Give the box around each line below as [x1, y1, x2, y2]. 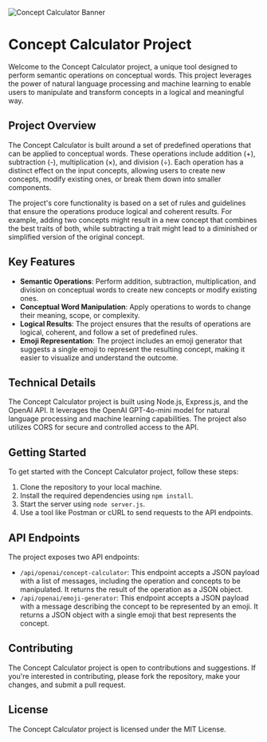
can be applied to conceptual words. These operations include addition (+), [8, 149, 256, 158]
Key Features [8, 256, 76, 269]
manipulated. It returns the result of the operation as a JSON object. [19, 585, 243, 594]
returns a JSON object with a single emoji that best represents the [19, 610, 237, 619]
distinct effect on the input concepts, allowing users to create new [8, 165, 226, 175]
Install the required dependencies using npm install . [19, 491, 194, 501]
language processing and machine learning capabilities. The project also [8, 414, 247, 423]
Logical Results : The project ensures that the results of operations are [19, 319, 251, 328]
